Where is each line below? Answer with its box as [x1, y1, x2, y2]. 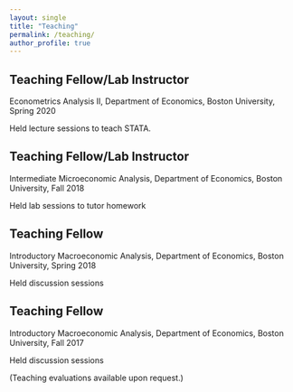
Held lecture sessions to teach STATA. [9, 123, 152, 134]
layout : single [9, 13, 67, 23]
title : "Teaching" [9, 22, 79, 31]
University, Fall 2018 [9, 182, 85, 193]
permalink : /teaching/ [9, 30, 95, 39]
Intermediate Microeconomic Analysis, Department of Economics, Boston [9, 173, 283, 183]
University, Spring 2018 [9, 259, 97, 271]
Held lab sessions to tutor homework [9, 200, 146, 210]
